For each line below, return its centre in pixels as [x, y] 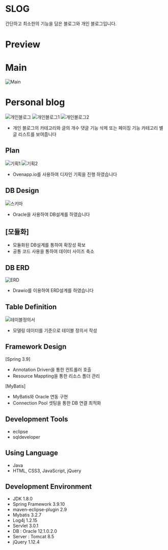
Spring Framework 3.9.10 [39, 504]
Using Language [32, 453]
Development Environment [49, 486]
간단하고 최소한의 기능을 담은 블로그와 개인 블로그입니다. [61, 23]
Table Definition [31, 307]
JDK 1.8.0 [23, 499]
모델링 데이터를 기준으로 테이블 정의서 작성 [55, 331]
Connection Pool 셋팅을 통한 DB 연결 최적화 [57, 403]
